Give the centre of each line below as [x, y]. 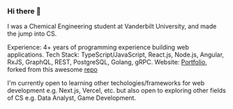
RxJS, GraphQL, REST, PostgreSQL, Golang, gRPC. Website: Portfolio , [107, 62]
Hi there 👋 [24, 11]
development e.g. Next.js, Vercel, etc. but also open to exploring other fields [117, 91]
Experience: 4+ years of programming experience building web [98, 48]
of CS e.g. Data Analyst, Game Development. [72, 98]
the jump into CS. [32, 34]
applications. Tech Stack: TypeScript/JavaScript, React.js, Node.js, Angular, [116, 54]
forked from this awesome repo [52, 70]
